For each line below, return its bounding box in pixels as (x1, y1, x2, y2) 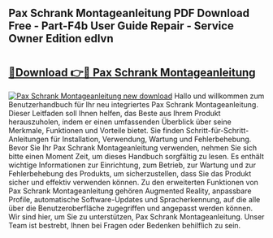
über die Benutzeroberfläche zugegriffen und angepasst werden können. (8, 203, 253, 213)
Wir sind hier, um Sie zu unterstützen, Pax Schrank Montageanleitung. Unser (8, 212, 265, 222)
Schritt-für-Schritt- (185, 126, 249, 135)
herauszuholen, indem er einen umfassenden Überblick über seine (8, 117, 232, 127)
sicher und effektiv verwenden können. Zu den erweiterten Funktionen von (8, 178, 258, 187)
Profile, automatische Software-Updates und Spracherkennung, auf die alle (8, 195, 261, 204)
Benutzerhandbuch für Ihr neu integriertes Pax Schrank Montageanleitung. (8, 100, 258, 109)
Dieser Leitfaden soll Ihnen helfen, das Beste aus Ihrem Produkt (8, 109, 221, 118)
